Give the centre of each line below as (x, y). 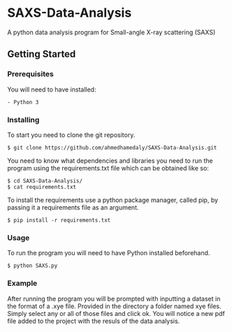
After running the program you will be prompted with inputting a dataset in (114, 298)
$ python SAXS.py (32, 266)
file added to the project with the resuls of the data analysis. (94, 321)
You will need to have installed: (52, 89)
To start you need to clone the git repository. (71, 135)
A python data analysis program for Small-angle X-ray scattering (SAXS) (111, 32)
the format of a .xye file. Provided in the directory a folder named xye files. (114, 306)
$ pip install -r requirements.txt (59, 220)
